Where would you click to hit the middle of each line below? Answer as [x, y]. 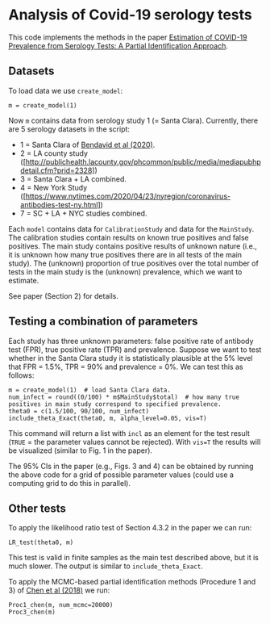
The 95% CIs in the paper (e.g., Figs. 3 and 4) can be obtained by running [131, 466]
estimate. [24, 280]
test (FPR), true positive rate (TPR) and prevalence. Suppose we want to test [135, 350]
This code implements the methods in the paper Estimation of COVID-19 [128, 37]
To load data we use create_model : [66, 90]
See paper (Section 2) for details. [63, 295]
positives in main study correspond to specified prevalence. [115, 404]
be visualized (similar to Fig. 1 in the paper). [81, 450]
